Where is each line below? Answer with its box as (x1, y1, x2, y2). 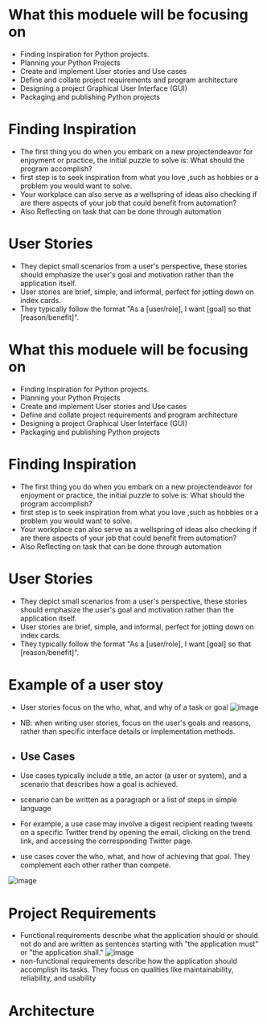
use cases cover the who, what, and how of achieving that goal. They (19, 852, 251, 862)
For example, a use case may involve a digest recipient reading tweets (19, 819, 253, 829)
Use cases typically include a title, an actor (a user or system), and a (19, 771, 248, 780)
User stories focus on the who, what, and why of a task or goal (19, 702, 228, 712)
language (19, 804, 51, 813)
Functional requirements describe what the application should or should (19, 931, 259, 940)
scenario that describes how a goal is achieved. (19, 780, 179, 789)
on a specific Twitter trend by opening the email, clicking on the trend (19, 828, 251, 838)
